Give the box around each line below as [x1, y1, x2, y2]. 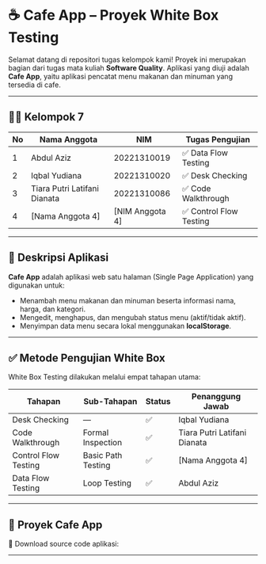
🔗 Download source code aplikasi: [8, 539, 120, 549]
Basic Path [82, 450, 123, 461]
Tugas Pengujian [185, 134, 251, 145]
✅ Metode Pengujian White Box [8, 351, 165, 364]
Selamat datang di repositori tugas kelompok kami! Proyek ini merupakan [8, 55, 246, 64]
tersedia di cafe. [8, 80, 62, 90]
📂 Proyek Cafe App [8, 518, 103, 532]
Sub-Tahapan [83, 396, 138, 407]
